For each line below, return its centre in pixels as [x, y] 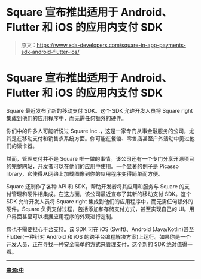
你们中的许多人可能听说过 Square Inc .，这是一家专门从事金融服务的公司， [98, 131]
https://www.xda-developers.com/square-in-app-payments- [112, 45]
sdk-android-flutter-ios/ [50, 52]
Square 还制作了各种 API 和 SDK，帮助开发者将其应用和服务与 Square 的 [95, 186]
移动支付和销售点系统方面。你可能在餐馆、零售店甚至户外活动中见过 [106, 138]
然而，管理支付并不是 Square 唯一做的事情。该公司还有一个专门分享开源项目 [100, 158]
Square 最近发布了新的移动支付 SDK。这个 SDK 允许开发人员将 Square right [100, 110]
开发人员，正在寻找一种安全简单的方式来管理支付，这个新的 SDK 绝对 [92, 244]
